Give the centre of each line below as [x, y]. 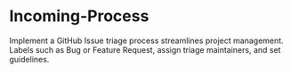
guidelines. [29, 59]
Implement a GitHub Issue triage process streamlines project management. [146, 40]
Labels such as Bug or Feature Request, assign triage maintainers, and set [145, 49]
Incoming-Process [79, 16]
